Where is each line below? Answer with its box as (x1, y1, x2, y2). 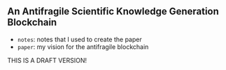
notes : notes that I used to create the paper (17, 35, 142, 43)
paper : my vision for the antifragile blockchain (17, 42, 149, 51)
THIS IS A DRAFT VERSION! (7, 56, 87, 64)
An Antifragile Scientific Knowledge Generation (7, 6, 219, 17)
